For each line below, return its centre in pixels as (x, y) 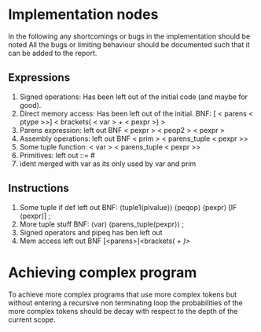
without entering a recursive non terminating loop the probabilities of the (126, 302)
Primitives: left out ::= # (57, 155)
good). (30, 105)
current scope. (32, 319)
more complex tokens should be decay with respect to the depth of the (123, 311)
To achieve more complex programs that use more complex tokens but (123, 294)
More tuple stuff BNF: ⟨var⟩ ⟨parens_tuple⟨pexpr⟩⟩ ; (102, 224)
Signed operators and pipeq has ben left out (91, 232)
